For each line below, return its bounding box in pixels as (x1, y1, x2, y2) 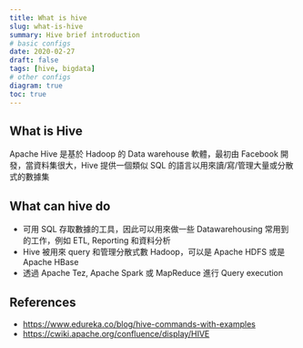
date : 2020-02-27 (9, 47, 76, 56)
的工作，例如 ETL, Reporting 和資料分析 (22, 235, 171, 246)
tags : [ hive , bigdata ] (9, 65, 96, 74)
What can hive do (9, 198, 111, 214)
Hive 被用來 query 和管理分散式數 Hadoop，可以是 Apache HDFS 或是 (22, 247, 285, 258)
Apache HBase (22, 257, 79, 268)
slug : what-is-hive (9, 22, 84, 31)
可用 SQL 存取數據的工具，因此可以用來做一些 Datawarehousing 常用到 (22, 224, 289, 235)
